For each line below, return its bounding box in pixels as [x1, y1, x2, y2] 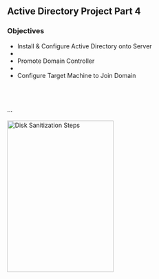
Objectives [7, 26, 45, 36]
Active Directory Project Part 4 [7, 6, 141, 17]
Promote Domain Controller [17, 57, 95, 65]
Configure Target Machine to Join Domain [17, 71, 136, 79]
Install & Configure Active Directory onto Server [17, 41, 153, 50]
